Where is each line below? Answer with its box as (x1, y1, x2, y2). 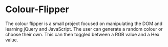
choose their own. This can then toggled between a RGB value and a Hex (5, 31, 160, 37)
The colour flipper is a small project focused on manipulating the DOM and (5, 20, 163, 27)
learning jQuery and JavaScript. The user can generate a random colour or (5, 26, 163, 32)
